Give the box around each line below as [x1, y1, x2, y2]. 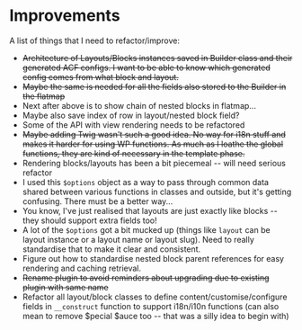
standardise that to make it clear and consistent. [22, 244, 201, 254]
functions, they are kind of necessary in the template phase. [22, 147, 245, 158]
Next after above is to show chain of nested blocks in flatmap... [22, 100, 256, 111]
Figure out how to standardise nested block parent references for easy [22, 253, 285, 263]
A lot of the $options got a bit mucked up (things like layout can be [22, 224, 271, 235]
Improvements [9, 5, 120, 26]
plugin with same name [22, 281, 110, 292]
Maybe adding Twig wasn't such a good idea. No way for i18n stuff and [22, 129, 286, 139]
